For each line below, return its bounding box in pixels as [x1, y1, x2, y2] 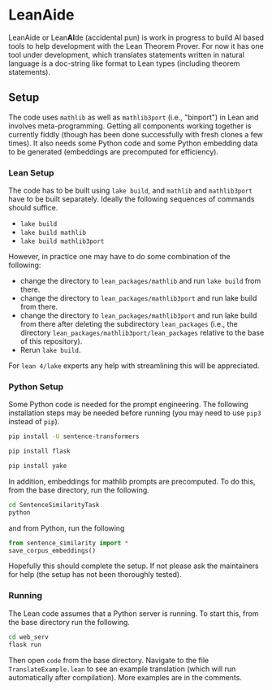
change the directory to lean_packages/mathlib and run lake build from [19, 276, 261, 286]
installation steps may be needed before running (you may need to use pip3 [8, 408, 261, 418]
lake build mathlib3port [19, 237, 105, 245]
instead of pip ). [8, 417, 60, 427]
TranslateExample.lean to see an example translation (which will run [8, 664, 236, 674]
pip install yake [8, 462, 67, 471]
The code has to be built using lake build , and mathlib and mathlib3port [8, 185, 253, 196]
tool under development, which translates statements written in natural [8, 50, 245, 59]
